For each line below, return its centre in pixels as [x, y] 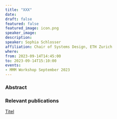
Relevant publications [32, 101]
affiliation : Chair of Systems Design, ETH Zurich [59, 47]
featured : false [22, 24]
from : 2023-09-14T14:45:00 [33, 56]
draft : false [19, 19]
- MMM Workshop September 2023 [38, 70]
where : [12, 51]
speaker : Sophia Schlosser [33, 42]
